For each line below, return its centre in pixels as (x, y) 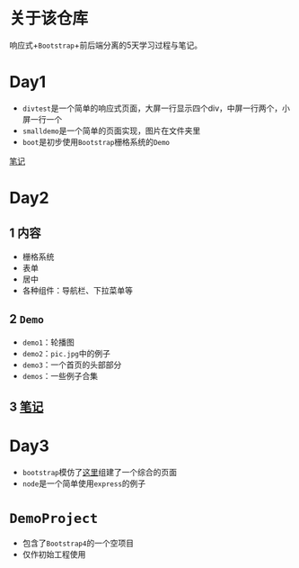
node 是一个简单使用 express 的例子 (84, 483)
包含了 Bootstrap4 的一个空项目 (78, 543)
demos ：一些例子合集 (60, 375)
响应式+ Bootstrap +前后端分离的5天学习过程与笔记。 (106, 45)
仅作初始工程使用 (54, 554)
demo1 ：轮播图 (48, 342)
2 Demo (27, 319)
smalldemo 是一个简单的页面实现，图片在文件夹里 (111, 131)
